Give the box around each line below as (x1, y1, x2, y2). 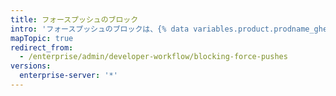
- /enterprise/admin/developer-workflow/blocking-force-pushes (19, 52, 288, 62)
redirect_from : (10, 42, 74, 53)
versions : (10, 61, 52, 71)
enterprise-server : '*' (19, 71, 118, 81)
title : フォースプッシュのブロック (10, 14, 139, 25)
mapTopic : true (10, 33, 74, 43)
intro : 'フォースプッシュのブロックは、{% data (10, 24, 190, 34)
